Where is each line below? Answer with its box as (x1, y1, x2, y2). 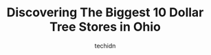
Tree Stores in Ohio (49, 19, 162, 35)
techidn (94, 41, 116, 50)
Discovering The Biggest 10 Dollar (6, 5, 204, 20)
